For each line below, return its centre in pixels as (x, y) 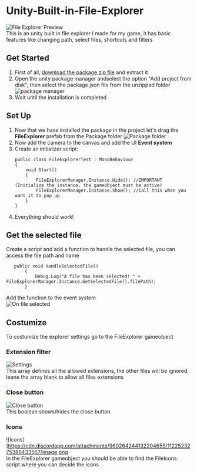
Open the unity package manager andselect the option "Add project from (103, 78)
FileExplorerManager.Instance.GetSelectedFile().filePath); (81, 282)
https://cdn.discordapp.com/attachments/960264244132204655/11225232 (99, 446)
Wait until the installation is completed (61, 97)
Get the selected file (44, 235)
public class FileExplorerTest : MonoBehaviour (74, 159)
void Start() (41, 170)
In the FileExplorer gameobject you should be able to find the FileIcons (92, 458)
